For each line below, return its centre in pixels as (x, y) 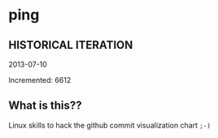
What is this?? (45, 106)
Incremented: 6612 (40, 80)
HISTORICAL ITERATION (71, 45)
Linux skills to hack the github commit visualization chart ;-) (110, 125)
